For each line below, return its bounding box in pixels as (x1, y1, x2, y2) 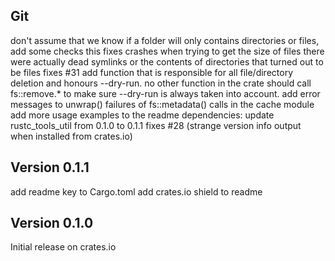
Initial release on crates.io (10, 241, 117, 253)
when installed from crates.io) (10, 130, 133, 142)
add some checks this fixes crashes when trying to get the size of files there (10, 45, 325, 57)
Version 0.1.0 (10, 215, 94, 232)
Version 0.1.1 (10, 159, 90, 176)
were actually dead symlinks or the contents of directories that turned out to (10, 55, 324, 68)
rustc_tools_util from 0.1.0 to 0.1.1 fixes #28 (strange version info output (10, 119, 302, 131)
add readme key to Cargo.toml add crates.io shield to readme (10, 185, 263, 198)
